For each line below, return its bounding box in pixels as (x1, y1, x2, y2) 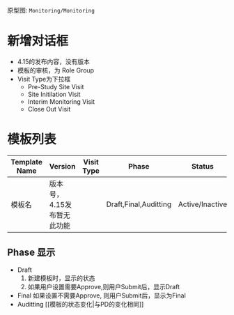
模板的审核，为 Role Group (17, 66, 95, 75)
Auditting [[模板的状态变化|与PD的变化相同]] (17, 300, 144, 308)
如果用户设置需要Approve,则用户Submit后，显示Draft (27, 282, 180, 291)
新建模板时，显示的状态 (27, 274, 95, 282)
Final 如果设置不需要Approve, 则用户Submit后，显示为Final (17, 291, 186, 300)
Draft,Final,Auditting (106, 199, 172, 209)
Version (49, 161, 76, 171)
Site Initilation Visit (27, 90, 81, 98)
